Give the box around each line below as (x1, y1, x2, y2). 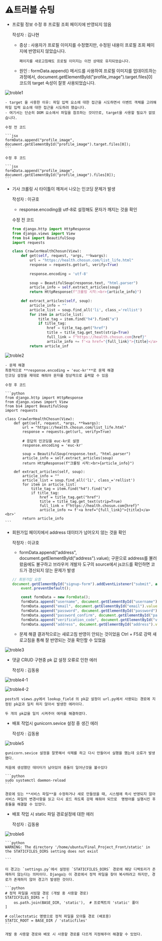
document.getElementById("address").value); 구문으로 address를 (19, 555, 148, 561)
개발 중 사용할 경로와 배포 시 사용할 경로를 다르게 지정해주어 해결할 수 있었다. (5, 932, 143, 937)
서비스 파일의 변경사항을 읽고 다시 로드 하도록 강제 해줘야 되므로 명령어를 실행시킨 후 (5, 797, 156, 802)
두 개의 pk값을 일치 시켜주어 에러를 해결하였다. (5, 711, 88, 716)
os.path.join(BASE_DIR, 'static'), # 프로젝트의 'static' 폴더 (14, 900, 139, 906)
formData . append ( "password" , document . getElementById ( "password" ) (21, 608, 158, 613)
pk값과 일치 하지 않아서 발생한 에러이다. (14, 702, 85, 707)
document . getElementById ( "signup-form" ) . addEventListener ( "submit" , (12, 581, 153, 587)
